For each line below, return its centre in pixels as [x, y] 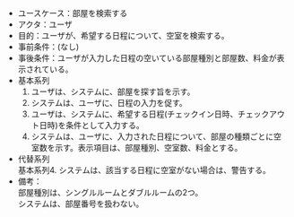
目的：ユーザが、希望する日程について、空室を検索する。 [124, 35]
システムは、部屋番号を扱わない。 [81, 204]
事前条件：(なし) [48, 47]
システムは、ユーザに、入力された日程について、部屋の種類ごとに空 [156, 136]
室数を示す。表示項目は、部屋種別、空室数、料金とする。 [137, 148]
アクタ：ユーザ [45, 24]
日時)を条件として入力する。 [92, 125]
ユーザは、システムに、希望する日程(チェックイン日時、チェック [150, 114]
